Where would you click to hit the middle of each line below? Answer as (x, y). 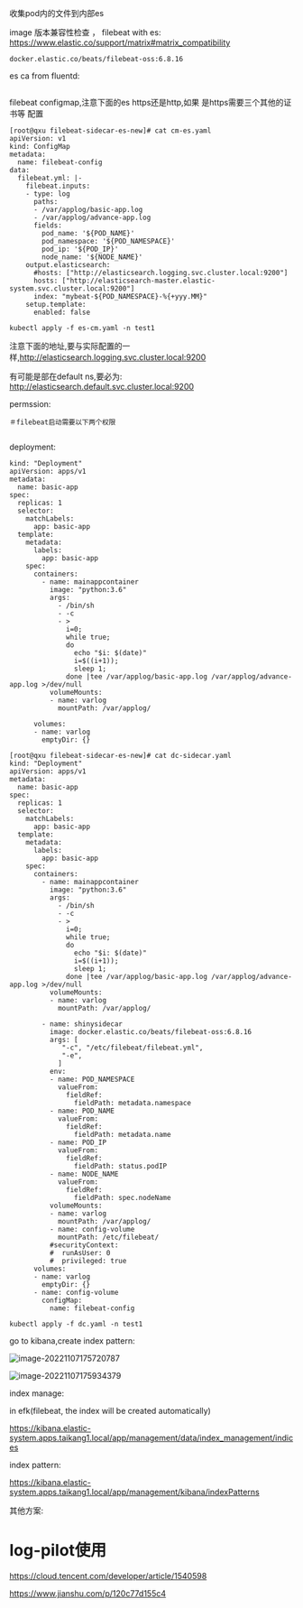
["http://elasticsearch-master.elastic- (139, 281)
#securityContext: (84, 1245)
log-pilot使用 (58, 1551)
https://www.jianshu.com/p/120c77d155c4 (88, 1593)
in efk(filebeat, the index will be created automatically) (110, 1411)
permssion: (30, 404)
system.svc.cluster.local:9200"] (72, 289)
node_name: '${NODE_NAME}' (92, 257)
